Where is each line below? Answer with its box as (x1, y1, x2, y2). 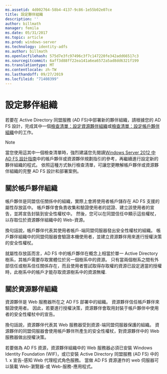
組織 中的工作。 (5, 129, 36, 135)
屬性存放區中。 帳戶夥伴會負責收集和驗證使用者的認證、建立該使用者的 (5, 204, 150, 210)
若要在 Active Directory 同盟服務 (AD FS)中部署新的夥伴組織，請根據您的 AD (5, 117, 161, 123)
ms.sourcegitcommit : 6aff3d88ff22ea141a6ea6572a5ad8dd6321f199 (5, 58, 139, 63)
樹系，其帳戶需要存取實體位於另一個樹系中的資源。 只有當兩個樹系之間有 (5, 256, 155, 262)
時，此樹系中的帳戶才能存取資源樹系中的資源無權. (5, 269, 107, 275)
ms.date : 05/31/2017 (5, 30, 48, 35)
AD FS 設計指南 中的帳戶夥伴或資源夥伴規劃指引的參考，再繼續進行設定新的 (5, 155, 159, 161)
